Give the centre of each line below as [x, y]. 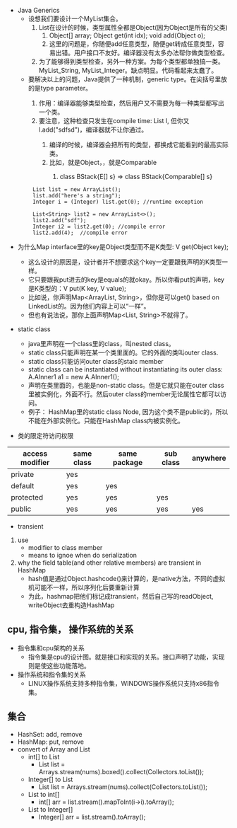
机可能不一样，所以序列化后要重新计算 [84, 587]
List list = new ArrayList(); [77, 190]
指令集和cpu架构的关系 [51, 648]
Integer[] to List [50, 779]
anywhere [209, 458]
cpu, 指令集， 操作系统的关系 [71, 629]
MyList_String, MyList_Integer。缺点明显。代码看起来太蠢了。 [128, 70]
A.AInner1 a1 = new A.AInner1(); [74, 377]
